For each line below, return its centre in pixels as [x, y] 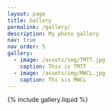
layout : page [26, 14]
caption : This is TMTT [53, 66]
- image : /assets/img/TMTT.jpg [60, 60]
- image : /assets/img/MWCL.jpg [60, 73]
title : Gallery [30, 21]
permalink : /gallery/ [39, 27]
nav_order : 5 [26, 47]
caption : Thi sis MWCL [53, 80]
